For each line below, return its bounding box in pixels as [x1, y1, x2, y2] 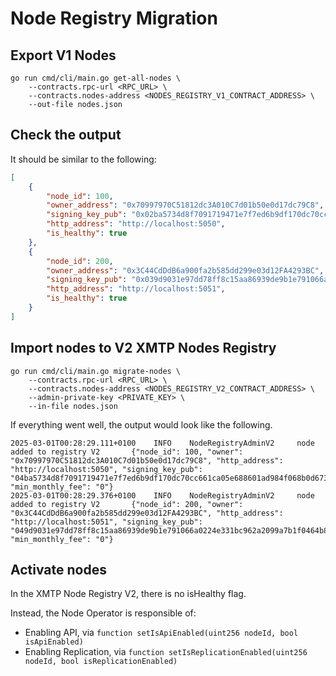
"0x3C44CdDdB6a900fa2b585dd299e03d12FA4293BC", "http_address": [10, 508, 284, 518]
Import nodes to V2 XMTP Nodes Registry [10, 340, 277, 357]
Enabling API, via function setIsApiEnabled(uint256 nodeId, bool [24, 627, 299, 639]
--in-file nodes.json [28, 401, 118, 411]
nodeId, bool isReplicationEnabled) [24, 657, 178, 667]
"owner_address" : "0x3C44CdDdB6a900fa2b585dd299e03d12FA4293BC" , [46, 265, 325, 276]
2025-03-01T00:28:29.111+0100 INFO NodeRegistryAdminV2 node [10, 438, 315, 448]
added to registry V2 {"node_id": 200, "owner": [10, 499, 244, 509]
